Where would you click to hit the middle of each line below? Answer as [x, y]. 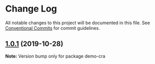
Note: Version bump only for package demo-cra [55, 56]
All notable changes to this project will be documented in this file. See [78, 23]
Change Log [31, 9]
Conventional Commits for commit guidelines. [53, 28]
